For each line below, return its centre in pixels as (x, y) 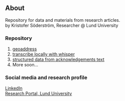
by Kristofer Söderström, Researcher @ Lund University (62, 25)
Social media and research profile (46, 78)
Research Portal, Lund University (39, 94)
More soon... (25, 65)
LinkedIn (14, 88)
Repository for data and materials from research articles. (62, 20)
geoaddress (24, 49)
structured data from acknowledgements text (58, 59)
